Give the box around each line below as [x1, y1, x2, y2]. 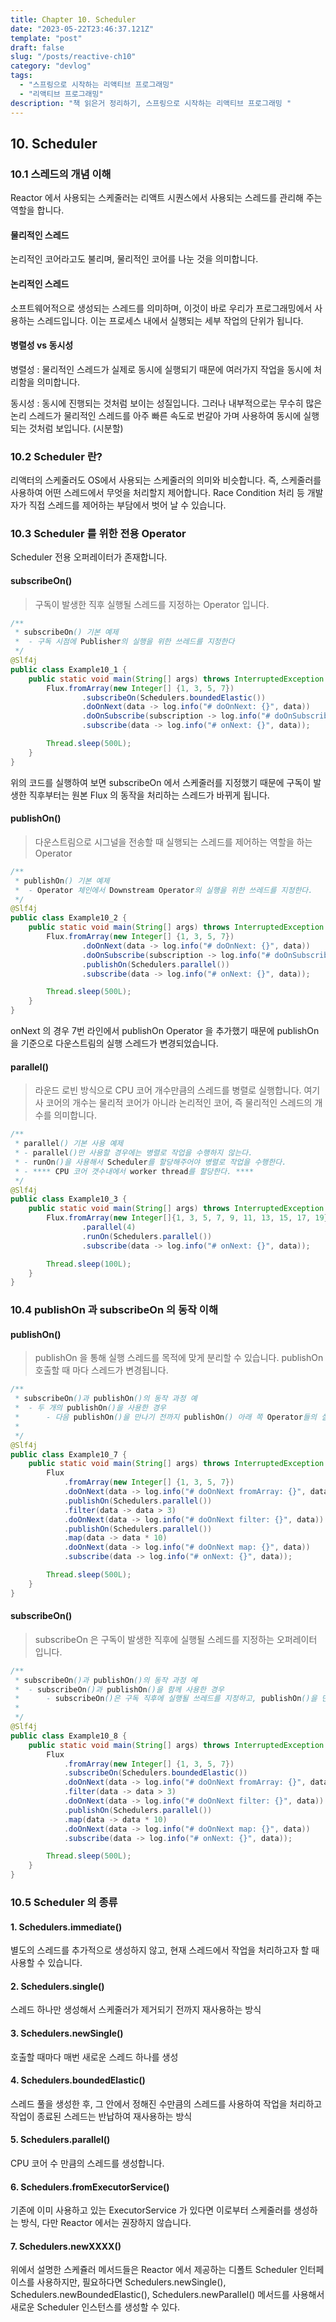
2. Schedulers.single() [10, 1980, 105, 1992]
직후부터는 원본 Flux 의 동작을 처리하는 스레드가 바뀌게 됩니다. [28, 789, 270, 801]
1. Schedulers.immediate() [10, 1921, 123, 1933]
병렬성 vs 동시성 [10, 339, 74, 351]
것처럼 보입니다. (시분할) [28, 422, 124, 434]
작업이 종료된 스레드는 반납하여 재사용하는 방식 [10, 2110, 193, 2122]
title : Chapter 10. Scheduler [10, 14, 137, 25]
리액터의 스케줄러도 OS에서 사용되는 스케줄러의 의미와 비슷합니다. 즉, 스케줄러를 [10, 474, 322, 486]
